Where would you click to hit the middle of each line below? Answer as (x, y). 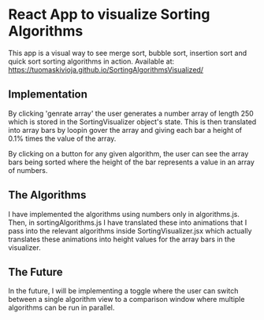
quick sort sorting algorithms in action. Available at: (91, 61)
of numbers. (28, 170)
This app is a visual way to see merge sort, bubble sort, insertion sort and (128, 53)
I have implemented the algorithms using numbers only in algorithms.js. (124, 214)
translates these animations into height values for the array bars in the (122, 239)
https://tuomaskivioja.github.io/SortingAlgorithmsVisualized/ (106, 69)
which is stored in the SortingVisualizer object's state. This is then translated (132, 121)
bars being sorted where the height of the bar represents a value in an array (131, 162)
